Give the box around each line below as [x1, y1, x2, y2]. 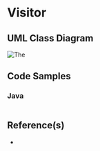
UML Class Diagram [7, 32, 94, 44]
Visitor [7, 5, 47, 21]
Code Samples [7, 70, 71, 82]
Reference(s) [7, 119, 65, 132]
